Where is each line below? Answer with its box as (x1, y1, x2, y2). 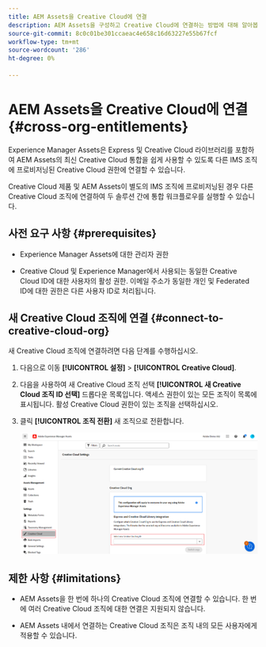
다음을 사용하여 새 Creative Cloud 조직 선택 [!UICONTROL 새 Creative (19, 380, 241, 390)
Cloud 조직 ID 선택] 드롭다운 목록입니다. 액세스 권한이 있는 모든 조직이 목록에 (19, 390, 257, 399)
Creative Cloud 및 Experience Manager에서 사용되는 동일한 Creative (19, 266, 237, 276)
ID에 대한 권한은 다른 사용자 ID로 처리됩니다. (19, 286, 157, 295)
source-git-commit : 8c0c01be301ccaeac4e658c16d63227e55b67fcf (8, 29, 218, 37)
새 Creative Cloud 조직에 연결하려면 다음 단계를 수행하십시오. (8, 346, 199, 356)
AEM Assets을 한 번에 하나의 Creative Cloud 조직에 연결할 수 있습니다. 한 (19, 594, 249, 603)
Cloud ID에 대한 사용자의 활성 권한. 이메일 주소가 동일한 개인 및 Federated (19, 276, 250, 285)
